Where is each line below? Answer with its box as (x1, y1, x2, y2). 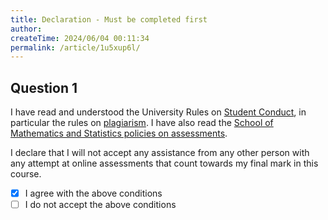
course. (10, 168, 42, 180)
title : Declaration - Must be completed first (10, 14, 208, 25)
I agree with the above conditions (24, 187, 163, 200)
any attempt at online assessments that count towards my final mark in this (10, 157, 319, 170)
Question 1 (10, 79, 78, 96)
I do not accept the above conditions (24, 199, 177, 211)
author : (10, 24, 43, 34)
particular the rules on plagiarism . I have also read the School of (10, 117, 274, 129)
